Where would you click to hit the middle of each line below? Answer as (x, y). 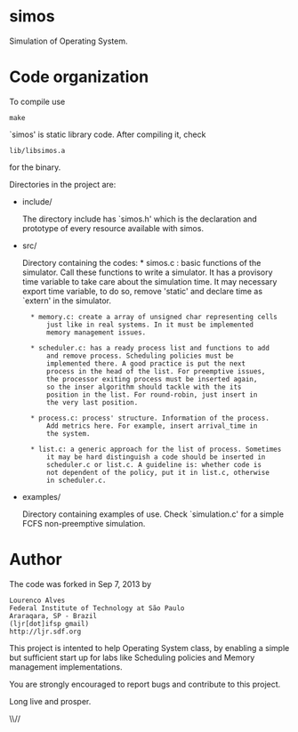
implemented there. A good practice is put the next (146, 363)
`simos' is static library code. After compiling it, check (108, 134)
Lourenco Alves (37, 600)
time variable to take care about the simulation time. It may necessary (149, 281)
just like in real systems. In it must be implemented (150, 325)
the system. (68, 433)
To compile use (37, 101)
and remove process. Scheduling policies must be (140, 356)
